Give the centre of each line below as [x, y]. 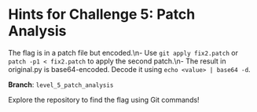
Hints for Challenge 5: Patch [102, 14]
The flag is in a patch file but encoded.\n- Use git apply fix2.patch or [123, 52]
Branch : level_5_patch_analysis [61, 85]
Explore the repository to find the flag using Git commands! [104, 99]
